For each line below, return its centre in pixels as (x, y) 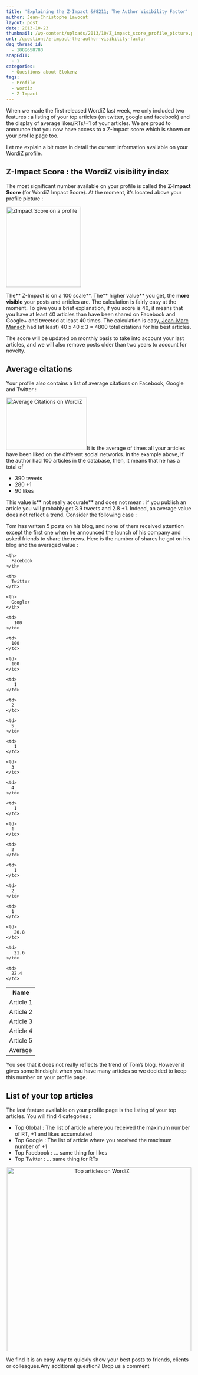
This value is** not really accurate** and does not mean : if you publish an (96, 502)
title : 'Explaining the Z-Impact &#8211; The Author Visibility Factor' (97, 11)
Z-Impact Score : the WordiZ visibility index (88, 172)
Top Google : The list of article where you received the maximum (93, 1140)
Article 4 (21, 1031)
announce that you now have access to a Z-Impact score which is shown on (98, 129)
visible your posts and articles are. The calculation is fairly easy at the (91, 302)
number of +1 (31, 1146)
